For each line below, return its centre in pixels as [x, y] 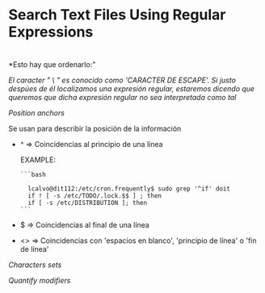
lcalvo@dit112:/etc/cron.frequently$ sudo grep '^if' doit [129, 189]
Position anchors [36, 113]
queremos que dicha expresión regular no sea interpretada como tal [122, 98]
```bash [33, 175]
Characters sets [35, 265]
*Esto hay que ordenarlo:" [52, 65]
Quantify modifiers [40, 281]
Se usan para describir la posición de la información [95, 129]
